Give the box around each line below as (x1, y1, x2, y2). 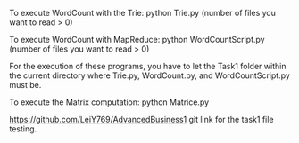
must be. (9, 80, 42, 90)
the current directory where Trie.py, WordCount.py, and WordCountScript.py (9, 70, 290, 81)
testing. (9, 123, 37, 134)
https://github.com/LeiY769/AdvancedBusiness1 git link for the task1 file (9, 115, 274, 124)
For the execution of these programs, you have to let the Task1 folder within (9, 61, 287, 71)
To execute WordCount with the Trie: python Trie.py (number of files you (9, 8, 277, 18)
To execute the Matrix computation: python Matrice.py (9, 97, 210, 107)
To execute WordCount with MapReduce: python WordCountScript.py (9, 35, 265, 44)
